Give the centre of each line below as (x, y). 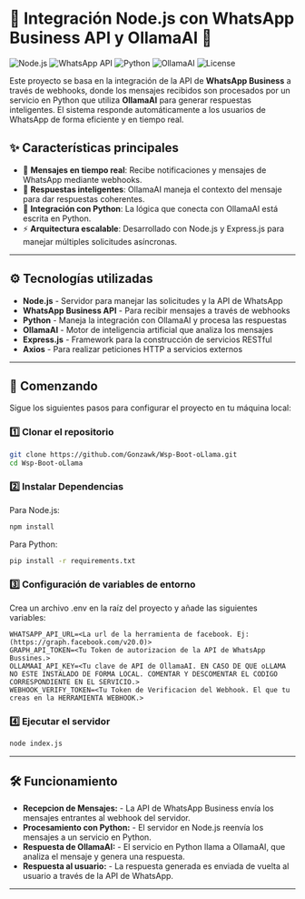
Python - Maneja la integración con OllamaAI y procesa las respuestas (155, 320)
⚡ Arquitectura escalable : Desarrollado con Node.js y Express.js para (153, 228)
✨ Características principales (94, 148)
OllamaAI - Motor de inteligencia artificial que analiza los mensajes (148, 329)
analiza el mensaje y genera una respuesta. (103, 856)
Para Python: (34, 544)
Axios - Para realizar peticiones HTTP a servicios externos (133, 348)
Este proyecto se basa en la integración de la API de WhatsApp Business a (151, 80)
